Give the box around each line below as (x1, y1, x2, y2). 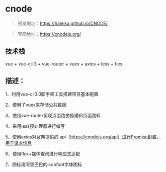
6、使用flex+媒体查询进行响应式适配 (5, 150, 80, 156)
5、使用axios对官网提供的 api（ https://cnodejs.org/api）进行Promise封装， (5, 134, 161, 140)
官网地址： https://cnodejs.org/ (17, 31, 81, 37)
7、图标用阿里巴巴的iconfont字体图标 (5, 161, 82, 167)
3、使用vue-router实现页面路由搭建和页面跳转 (5, 112, 101, 118)
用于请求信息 (5, 140, 32, 146)
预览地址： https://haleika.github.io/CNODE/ (17, 20, 108, 26)
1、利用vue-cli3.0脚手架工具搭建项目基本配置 (5, 91, 99, 97)
